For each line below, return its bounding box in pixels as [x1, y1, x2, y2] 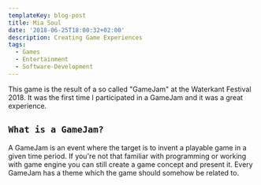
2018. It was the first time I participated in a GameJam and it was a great [8, 92, 243, 102]
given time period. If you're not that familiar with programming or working [8, 151, 247, 161]
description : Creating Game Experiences [8, 33, 144, 42]
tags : [8, 41, 26, 49]
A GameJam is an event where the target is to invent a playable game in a [8, 142, 247, 152]
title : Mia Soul [8, 19, 62, 27]
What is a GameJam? [8, 124, 104, 135]
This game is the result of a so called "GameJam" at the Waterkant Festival [8, 84, 252, 94]
